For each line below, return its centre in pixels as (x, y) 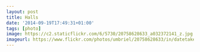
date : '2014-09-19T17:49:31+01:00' (50, 23)
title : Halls (22, 17)
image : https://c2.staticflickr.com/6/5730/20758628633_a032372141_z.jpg (100, 34)
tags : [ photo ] (24, 28)
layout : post (22, 12)
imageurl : (18, 39)
